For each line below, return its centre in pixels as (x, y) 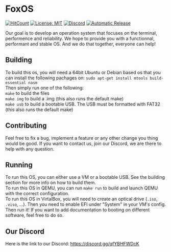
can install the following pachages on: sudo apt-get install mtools (77, 78)
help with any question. (30, 149)
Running (19, 165)
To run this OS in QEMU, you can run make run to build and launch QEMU (82, 188)
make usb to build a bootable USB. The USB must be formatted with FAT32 (83, 104)
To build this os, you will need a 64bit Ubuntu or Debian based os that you (83, 72)
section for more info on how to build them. (51, 183)
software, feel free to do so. (34, 215)
